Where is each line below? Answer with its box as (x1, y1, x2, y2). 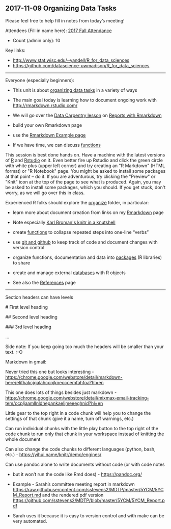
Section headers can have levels (5, 294, 74, 300)
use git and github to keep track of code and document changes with (12, 239, 158, 245)
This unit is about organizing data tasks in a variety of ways (12, 87, 137, 93)
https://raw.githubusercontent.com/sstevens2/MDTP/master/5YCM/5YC (12, 486, 164, 492)
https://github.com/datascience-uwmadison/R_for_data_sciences (12, 62, 150, 68)
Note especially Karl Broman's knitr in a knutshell (12, 219, 116, 225)
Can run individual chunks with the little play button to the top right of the (5, 425, 159, 431)
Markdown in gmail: (5, 359, 47, 365)
